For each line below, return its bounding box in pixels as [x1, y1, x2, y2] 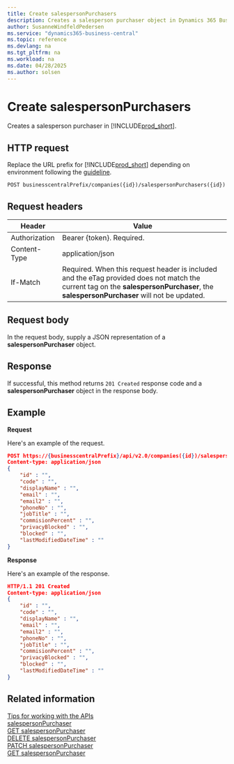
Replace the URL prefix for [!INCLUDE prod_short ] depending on [7, 161, 190, 169]
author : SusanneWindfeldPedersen [7, 23, 104, 30]
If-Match [10, 277, 40, 287]
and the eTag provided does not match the [61, 273, 201, 283]
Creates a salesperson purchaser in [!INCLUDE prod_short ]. [7, 122, 177, 130]
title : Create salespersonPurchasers [7, 10, 117, 17]
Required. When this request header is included [61, 265, 217, 274]
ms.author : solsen [7, 68, 61, 75]
